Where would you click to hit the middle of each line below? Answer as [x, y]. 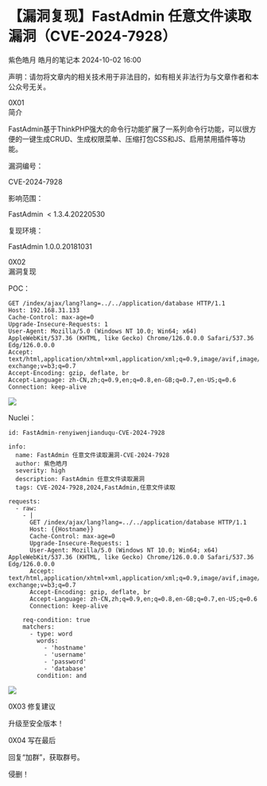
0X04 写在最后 [32, 740]
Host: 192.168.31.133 [44, 310]
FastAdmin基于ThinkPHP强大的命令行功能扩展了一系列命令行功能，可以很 [129, 129]
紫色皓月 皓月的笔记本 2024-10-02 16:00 [75, 60]
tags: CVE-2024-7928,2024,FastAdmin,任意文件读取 [96, 487]
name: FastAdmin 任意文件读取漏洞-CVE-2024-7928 [93, 455]
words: [48, 641]
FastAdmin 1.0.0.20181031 [50, 246]
